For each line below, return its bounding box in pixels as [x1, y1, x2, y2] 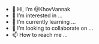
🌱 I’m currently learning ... [11, 18, 76, 25]
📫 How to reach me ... [11, 32, 68, 38]
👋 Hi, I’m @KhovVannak [11, 6, 71, 12]
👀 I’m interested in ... [11, 12, 63, 19]
